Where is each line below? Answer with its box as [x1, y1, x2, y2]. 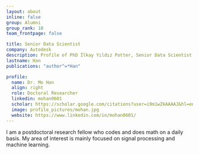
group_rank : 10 [6, 25, 44, 31]
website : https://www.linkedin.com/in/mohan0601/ [11, 112, 136, 118]
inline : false [6, 14, 41, 20]
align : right [11, 85, 44, 91]
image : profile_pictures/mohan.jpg [11, 107, 99, 113]
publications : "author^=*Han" [6, 63, 81, 69]
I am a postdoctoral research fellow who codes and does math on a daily [6, 128, 184, 136]
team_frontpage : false [6, 31, 62, 37]
